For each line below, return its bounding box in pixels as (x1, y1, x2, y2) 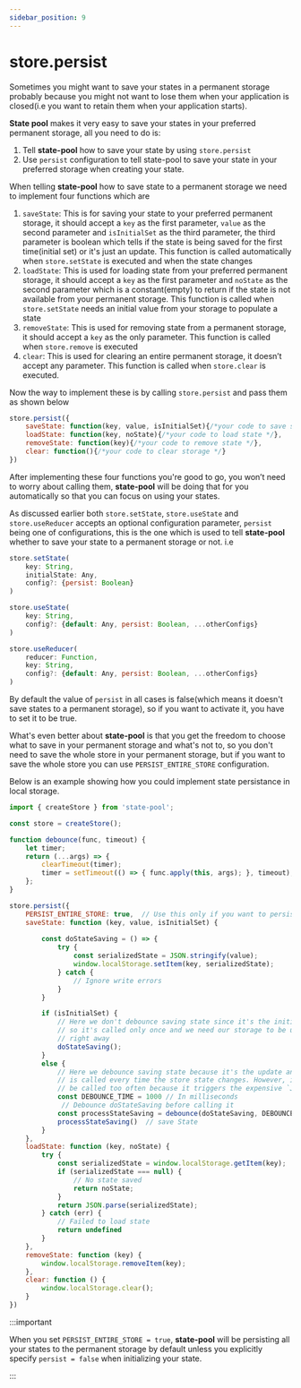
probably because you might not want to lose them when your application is (9, 90, 289, 101)
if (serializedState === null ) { (56, 1168, 182, 1177)
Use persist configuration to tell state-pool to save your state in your (21, 154, 278, 165)
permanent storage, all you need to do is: (9, 127, 161, 138)
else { (41, 1058, 66, 1068)
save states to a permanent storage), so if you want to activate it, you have (9, 704, 285, 715)
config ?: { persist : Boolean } (25, 578, 134, 587)
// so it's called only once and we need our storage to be (56, 1026, 287, 1035)
